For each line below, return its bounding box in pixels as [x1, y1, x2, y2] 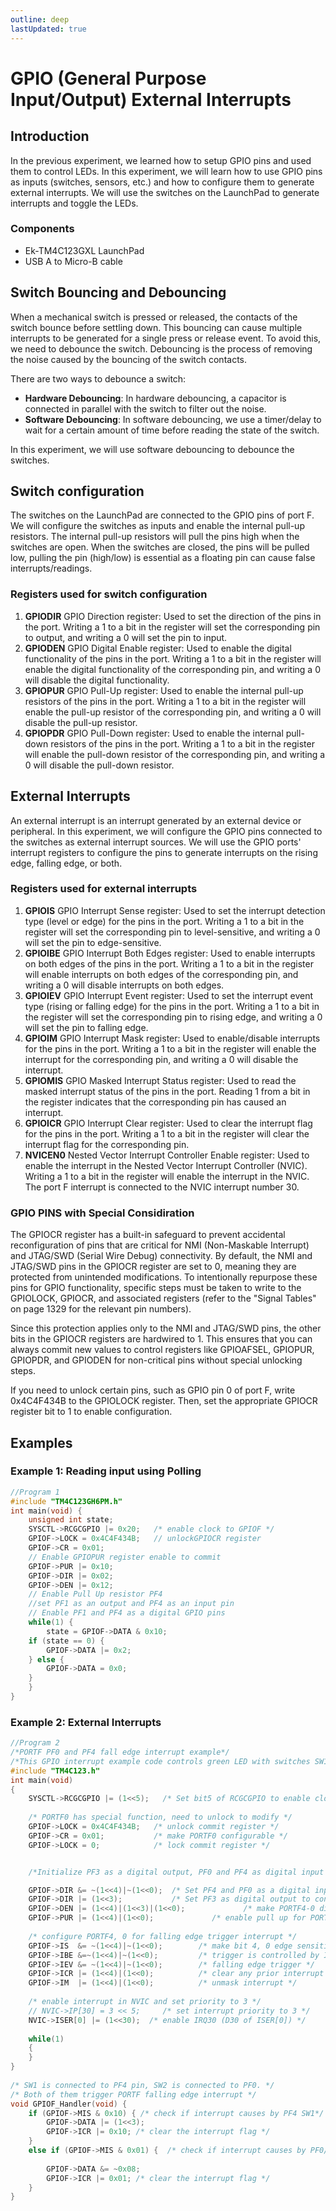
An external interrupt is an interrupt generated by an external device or [10, 814, 302, 826]
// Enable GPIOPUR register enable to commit [28, 1552, 222, 1562]
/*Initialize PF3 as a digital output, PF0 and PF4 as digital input [28, 1867, 325, 1877]
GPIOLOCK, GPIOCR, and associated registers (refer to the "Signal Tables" [10, 1292, 317, 1305]
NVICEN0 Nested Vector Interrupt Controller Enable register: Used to [24, 1149, 310, 1161]
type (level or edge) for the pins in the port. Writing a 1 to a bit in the [24, 915, 305, 927]
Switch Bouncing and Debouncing [10, 284, 227, 301]
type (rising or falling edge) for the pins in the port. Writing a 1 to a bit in [24, 1000, 320, 1012]
